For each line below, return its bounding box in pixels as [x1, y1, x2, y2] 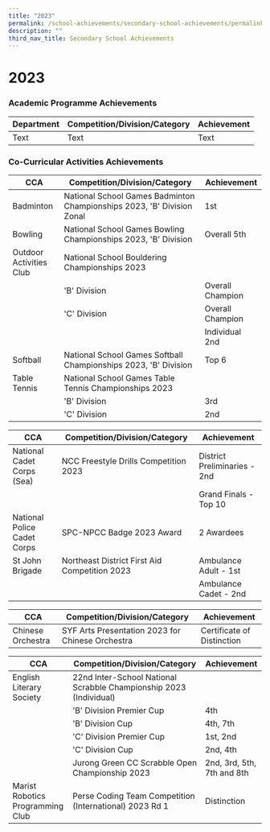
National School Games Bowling [63, 224, 185, 235]
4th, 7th [204, 718, 235, 729]
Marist [12, 781, 37, 792]
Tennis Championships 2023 [63, 383, 174, 394]
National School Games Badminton [63, 191, 195, 202]
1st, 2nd [204, 731, 237, 743]
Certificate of [200, 625, 251, 636]
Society [12, 692, 42, 703]
